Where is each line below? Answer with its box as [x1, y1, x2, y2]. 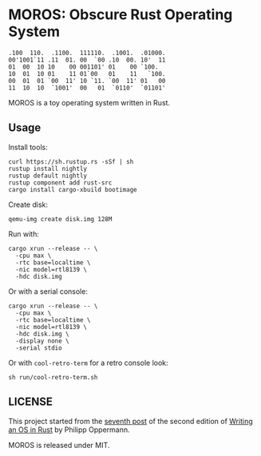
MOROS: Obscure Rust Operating [8, 6, 233, 24]
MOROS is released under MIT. [8, 440, 110, 450]
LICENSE [8, 395, 53, 409]
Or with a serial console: [8, 286, 88, 296]
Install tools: [8, 142, 48, 152]
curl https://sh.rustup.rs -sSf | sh [8, 157, 134, 165]
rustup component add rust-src [8, 178, 113, 187]
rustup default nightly [8, 172, 88, 180]
